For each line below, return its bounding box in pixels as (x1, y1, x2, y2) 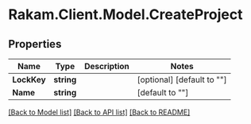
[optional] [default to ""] (137, 74, 228, 85)
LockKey (12, 74, 46, 85)
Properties (8, 37, 62, 51)
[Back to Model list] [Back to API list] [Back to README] (8, 107, 191, 117)
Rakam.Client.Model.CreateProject (8, 6, 243, 24)
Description (84, 61, 129, 72)
